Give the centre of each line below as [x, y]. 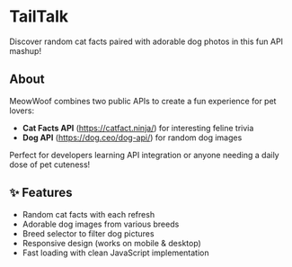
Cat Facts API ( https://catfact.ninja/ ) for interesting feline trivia [138, 128]
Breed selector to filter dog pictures [88, 233]
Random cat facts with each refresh [88, 214]
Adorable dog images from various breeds [101, 224]
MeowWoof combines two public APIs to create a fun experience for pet [143, 101]
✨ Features [41, 193]
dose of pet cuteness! [50, 165]
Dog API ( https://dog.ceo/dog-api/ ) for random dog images [132, 138]
